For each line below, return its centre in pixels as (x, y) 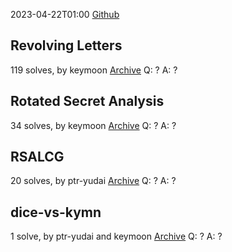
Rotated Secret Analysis (87, 101)
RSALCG (37, 157)
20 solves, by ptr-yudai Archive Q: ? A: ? (93, 181)
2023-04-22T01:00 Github (65, 14)
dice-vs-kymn (56, 212)
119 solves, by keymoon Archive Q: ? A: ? (94, 70)
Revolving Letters (66, 45)
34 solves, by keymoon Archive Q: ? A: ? (93, 125)
